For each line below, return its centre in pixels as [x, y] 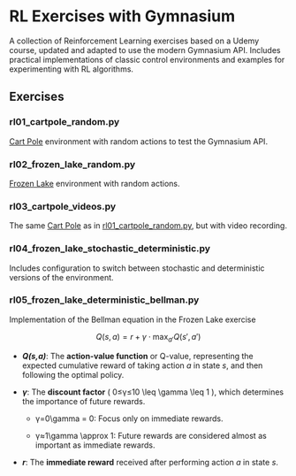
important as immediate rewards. [95, 445]
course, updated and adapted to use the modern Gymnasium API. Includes [145, 50]
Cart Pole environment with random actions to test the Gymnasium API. [138, 141]
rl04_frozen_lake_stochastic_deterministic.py [110, 249]
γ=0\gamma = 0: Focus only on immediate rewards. [129, 418]
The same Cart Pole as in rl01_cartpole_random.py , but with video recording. [148, 226]
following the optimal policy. [73, 374]
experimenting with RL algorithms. [72, 69]
